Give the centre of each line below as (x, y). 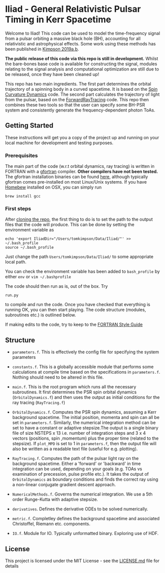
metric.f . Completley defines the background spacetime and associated (86, 519)
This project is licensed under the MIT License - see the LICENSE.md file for (82, 561)
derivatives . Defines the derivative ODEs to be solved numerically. (80, 509)
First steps (18, 208)
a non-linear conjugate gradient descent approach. (64, 485)
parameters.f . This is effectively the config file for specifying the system (85, 352)
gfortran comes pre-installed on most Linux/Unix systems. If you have (76, 182)
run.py (12, 295)
